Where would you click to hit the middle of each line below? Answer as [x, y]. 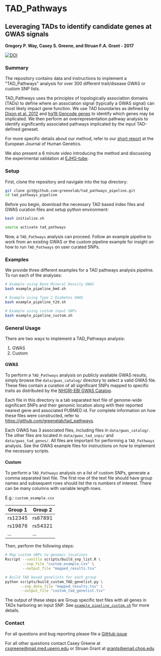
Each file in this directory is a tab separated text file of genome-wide [73, 400]
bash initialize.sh [25, 219]
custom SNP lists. [23, 89]
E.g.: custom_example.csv [30, 498]
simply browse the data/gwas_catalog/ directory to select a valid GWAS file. [80, 380]
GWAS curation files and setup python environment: [57, 209]
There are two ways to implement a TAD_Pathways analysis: [65, 338]
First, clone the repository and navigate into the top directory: [66, 182]
